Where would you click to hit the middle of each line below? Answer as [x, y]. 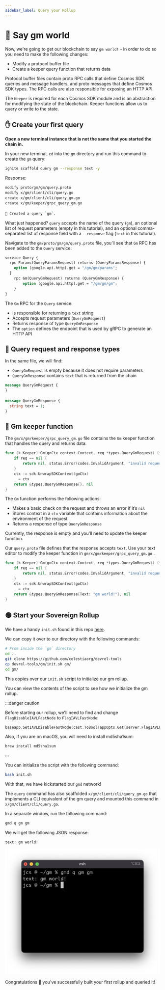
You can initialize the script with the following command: [62, 765]
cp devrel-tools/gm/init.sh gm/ [38, 664]
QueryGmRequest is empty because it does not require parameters [78, 370]
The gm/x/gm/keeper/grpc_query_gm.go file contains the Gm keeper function [80, 438]
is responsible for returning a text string [53, 313]
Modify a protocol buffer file [41, 63]
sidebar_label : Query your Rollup [41, 10]
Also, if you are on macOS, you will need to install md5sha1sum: [69, 737]
